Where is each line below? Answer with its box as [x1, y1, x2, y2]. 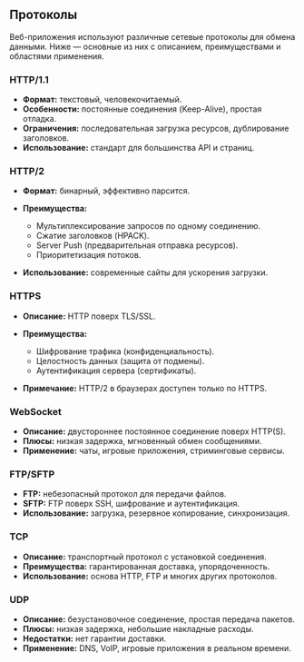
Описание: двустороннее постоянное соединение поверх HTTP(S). [22, 426, 286, 437]
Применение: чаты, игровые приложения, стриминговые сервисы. [22, 445, 286, 456]
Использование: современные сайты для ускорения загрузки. [22, 267, 269, 278]
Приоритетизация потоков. [35, 250, 142, 261]
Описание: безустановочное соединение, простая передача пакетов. [22, 613, 295, 625]
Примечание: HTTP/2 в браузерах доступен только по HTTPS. [22, 382, 268, 393]
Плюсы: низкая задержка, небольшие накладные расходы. [22, 623, 254, 634]
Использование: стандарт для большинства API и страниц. [22, 143, 255, 153]
